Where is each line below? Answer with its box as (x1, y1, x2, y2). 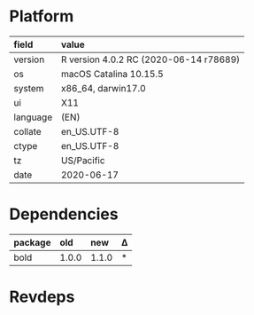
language (13, 111, 53, 123)
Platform (9, 6, 74, 27)
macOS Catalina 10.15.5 (60, 67, 164, 80)
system (13, 82, 44, 94)
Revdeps (9, 287, 75, 307)
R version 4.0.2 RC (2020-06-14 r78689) (60, 53, 241, 66)
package (13, 236, 51, 248)
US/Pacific (60, 154, 105, 166)
